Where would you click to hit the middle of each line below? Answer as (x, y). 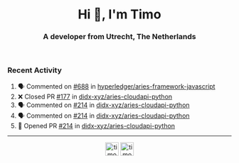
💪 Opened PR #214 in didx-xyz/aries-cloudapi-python (96, 125)
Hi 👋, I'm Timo (119, 15)
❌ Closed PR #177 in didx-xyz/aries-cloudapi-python (95, 96)
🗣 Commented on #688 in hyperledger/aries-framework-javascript (116, 86)
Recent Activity (35, 70)
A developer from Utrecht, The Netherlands (119, 37)
